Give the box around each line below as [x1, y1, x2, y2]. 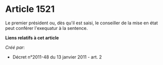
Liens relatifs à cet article [5, 35, 59, 41]
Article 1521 [5, 3, 55, 15]
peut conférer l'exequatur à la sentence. [5, 25, 88, 31]
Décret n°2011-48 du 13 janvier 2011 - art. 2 [12, 54, 102, 60]
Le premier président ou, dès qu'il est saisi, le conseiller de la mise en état [5, 20, 158, 26]
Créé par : [5, 44, 25, 50]
